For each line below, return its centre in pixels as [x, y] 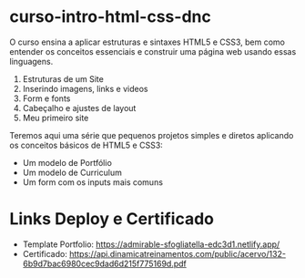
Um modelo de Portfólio [67, 162]
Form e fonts [46, 98]
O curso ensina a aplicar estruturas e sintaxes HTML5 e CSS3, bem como [147, 42]
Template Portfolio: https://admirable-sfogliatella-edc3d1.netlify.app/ [151, 244]
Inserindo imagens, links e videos [85, 88]
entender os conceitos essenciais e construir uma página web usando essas [153, 51]
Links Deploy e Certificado [112, 219]
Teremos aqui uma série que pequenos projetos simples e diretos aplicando [152, 135]
